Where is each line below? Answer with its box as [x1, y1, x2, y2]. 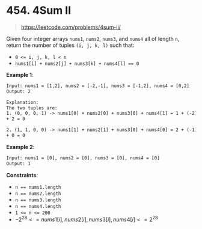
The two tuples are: [6, 105, 58, 111]
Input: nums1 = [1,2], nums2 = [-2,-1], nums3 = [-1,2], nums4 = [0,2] [6, 82, 189, 89]
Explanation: [6, 99, 39, 105]
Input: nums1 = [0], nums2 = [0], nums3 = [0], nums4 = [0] [6, 154, 161, 161]
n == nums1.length [14, 184, 61, 190]
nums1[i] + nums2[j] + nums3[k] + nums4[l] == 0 [14, 61, 139, 67]
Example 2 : [6, 143, 35, 150]
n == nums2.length [14, 191, 61, 197]
